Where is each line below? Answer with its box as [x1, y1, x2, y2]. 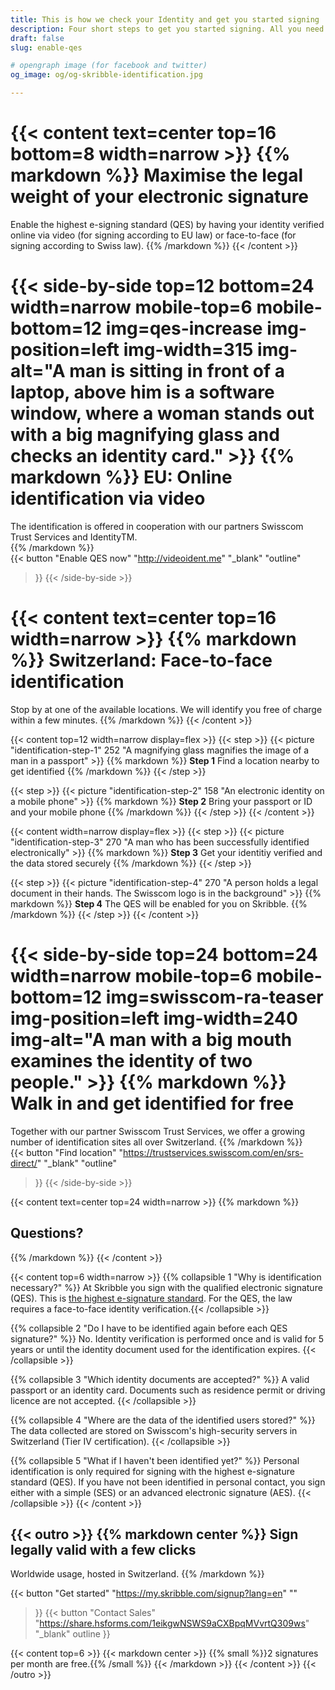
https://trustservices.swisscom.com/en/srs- [122, 1146, 304, 1158]
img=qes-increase [105, 317, 263, 340]
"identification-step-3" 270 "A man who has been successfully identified [10, 836, 310, 848]
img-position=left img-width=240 [10, 1007, 298, 1030]
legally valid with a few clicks [10, 1541, 197, 1558]
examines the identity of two [10, 1050, 253, 1072]
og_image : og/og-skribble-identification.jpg [10, 70, 203, 80]
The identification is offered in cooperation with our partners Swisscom [10, 520, 304, 532]
